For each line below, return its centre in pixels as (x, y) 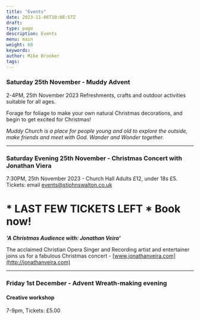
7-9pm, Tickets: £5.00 (33, 310)
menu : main (20, 39)
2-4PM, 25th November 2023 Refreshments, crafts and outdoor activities (96, 95)
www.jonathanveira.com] (145, 256)
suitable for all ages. (31, 101)
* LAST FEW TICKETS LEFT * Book (93, 209)
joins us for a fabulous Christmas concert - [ (60, 256)
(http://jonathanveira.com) (38, 262)
